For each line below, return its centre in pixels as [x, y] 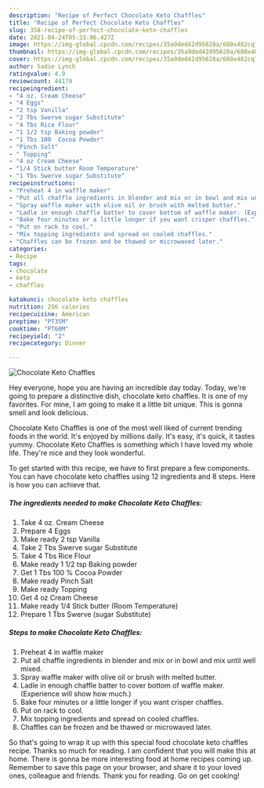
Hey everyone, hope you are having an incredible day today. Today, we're [127, 388]
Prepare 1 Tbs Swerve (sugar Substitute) [85, 615]
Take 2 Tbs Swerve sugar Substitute [79, 548]
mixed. [31, 669]
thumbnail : [27, 52]
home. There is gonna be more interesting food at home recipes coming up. [131, 759]
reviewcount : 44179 [41, 81]
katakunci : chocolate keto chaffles [69, 300]
